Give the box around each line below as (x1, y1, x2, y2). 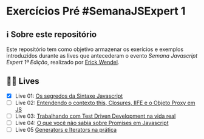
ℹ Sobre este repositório (6, 29, 97, 39)
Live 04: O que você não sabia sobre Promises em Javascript (15, 120, 169, 126)
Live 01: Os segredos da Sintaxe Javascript (15, 92, 123, 100)
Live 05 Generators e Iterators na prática (15, 126, 117, 134)
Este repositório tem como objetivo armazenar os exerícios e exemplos (6, 46, 184, 53)
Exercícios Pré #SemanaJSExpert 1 (6, 4, 186, 18)
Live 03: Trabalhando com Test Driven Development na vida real (15, 112, 176, 120)
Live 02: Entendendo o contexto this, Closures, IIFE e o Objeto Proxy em (15, 99, 195, 106)
